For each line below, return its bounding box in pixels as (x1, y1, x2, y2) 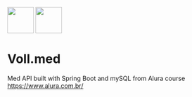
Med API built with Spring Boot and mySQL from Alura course (7, 74, 186, 82)
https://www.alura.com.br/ (7, 81, 84, 90)
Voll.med (7, 51, 61, 67)
